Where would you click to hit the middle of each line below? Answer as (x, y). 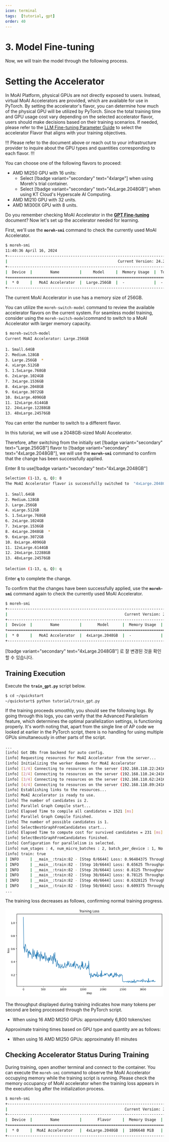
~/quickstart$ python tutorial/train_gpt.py (53, 701)
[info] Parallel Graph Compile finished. (49, 816)
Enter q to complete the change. (38, 578)
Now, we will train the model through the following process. (67, 61)
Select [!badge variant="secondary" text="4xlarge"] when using (87, 178)
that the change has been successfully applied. (54, 459)
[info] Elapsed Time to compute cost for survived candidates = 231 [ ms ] (84, 833)
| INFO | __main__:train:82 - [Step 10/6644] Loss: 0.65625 (74, 864)
